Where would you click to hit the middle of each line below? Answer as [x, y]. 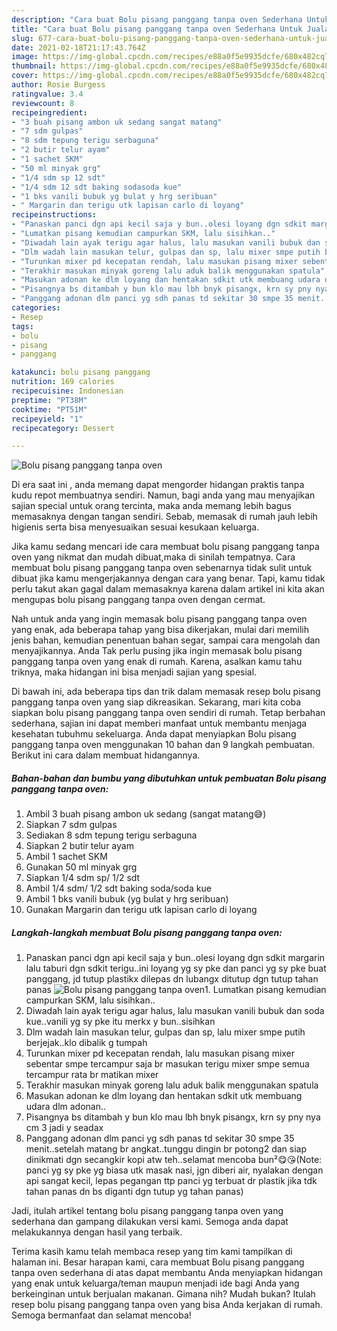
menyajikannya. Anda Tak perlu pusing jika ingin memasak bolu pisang [157, 651]
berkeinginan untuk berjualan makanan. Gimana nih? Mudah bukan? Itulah [163, 1294]
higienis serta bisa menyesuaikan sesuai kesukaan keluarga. [135, 527]
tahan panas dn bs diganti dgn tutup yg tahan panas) [134, 1192]
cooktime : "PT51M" [49, 409]
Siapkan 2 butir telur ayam [79, 846]
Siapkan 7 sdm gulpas [71, 825]
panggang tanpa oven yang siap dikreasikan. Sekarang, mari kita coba [156, 702]
